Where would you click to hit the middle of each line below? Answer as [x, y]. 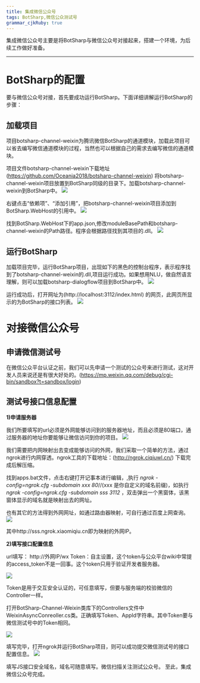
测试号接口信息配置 [41, 402]
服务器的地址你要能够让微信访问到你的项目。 [66, 437]
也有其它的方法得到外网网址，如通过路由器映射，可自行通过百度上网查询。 [97, 512]
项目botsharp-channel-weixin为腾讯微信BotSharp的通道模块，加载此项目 [96, 141]
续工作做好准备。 [27, 48]
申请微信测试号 [34, 352]
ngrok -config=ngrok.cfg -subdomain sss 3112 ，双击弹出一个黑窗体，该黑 [98, 492]
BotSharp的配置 [46, 79]
